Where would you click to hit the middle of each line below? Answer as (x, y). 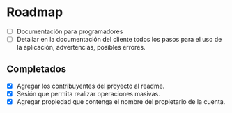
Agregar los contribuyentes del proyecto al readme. (91, 86)
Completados (37, 69)
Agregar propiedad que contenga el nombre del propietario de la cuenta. (121, 101)
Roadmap (35, 12)
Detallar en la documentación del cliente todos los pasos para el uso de (119, 39)
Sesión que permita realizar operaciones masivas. (88, 93)
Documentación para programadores (70, 31)
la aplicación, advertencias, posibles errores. (81, 47)
